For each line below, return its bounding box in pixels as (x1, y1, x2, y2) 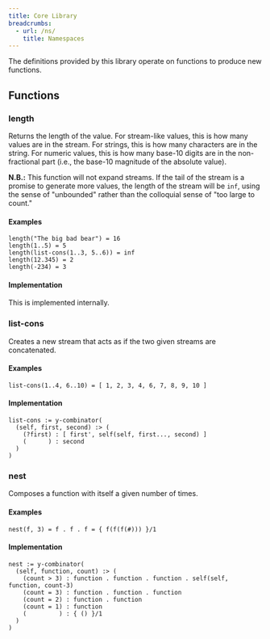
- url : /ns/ (15, 27, 56, 35)
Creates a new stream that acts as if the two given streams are (8, 336, 216, 346)
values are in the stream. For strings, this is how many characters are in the (8, 139, 258, 149)
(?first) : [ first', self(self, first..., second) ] (23, 431, 207, 439)
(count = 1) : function (23, 603, 103, 611)
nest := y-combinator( (8, 560, 85, 568)
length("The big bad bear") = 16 (8, 235, 121, 243)
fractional (8, 157, 40, 166)
